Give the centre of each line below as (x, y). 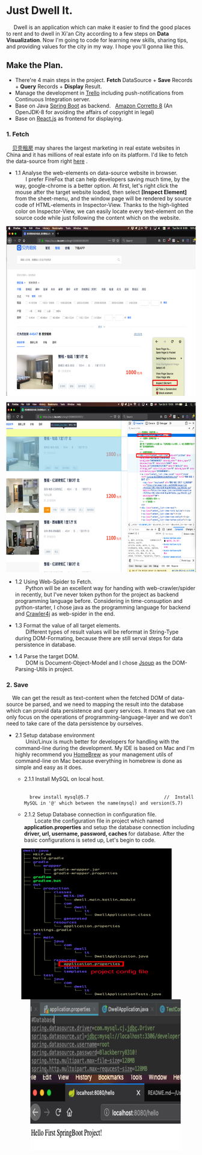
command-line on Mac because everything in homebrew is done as (98, 761)
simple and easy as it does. (49, 768)
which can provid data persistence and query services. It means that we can (101, 711)
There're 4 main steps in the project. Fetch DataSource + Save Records (104, 80)
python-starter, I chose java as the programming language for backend (103, 608)
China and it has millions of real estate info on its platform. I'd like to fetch (97, 155)
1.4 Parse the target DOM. (47, 657)
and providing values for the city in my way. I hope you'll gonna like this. (95, 46)
